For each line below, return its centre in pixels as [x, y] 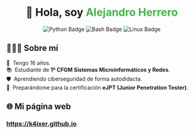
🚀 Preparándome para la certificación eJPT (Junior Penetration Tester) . [97, 87]
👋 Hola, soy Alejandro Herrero [102, 12]
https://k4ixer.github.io [42, 124]
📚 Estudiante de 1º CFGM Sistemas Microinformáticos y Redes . [88, 70]
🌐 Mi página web [39, 106]
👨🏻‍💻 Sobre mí [32, 48]
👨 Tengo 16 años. [28, 62]
